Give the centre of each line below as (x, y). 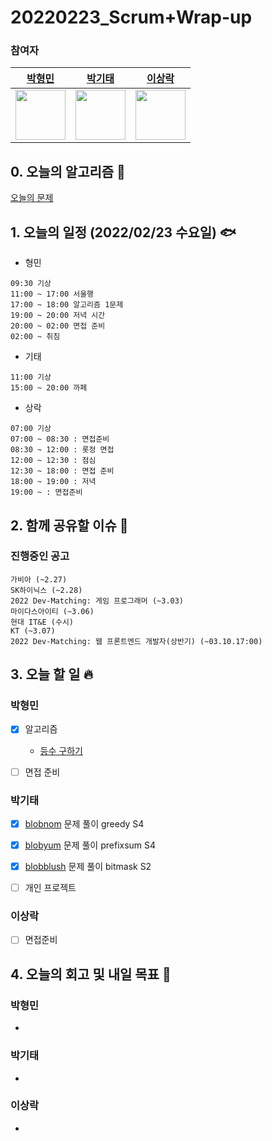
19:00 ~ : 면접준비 (46, 492)
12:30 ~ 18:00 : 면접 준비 (62, 471)
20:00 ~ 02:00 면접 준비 (58, 326)
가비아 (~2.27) (39, 579)
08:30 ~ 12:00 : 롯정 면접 (62, 450)
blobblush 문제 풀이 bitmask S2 (88, 867)
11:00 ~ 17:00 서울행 (52, 294)
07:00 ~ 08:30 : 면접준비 (60, 439)
